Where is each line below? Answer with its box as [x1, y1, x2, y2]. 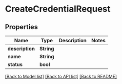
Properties [5, 23, 38, 31]
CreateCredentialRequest [5, 3, 111, 15]
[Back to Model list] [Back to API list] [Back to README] [5, 74, 117, 79]
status [7, 61, 23, 67]
